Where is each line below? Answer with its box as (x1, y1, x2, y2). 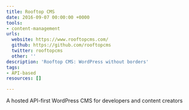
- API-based (6, 70, 36, 76)
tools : (6, 20, 23, 26)
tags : (6, 64, 20, 71)
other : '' (11, 53, 36, 59)
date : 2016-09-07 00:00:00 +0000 (6, 14, 90, 20)
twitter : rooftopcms (11, 48, 63, 54)
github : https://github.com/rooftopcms (11, 42, 112, 48)
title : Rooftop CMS (6, 8, 55, 15)
